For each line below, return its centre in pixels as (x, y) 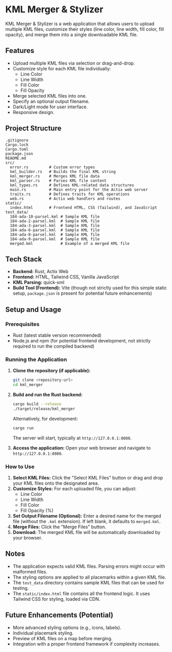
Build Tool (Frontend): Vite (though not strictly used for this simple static (90, 288)
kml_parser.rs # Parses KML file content (58, 181)
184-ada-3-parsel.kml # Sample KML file (55, 225)
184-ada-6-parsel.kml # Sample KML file (55, 230)
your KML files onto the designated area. (56, 483)
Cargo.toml (17, 149)
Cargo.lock (17, 145)
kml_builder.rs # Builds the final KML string (63, 171)
